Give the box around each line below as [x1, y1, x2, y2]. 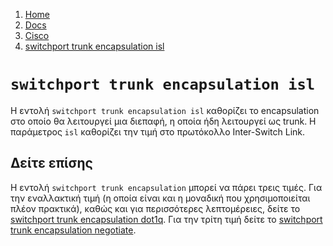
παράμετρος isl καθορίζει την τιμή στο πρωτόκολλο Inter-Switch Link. [10, 125, 306, 138]
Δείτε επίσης [10, 155, 93, 172]
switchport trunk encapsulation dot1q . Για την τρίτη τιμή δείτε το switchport [10, 213, 323, 225]
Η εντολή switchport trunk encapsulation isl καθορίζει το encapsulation [10, 104, 320, 116]
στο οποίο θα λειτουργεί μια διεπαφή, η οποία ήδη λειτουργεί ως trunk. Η [10, 115, 317, 127]
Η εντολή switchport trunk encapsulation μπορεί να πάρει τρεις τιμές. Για [10, 181, 323, 193]
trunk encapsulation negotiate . [10, 224, 137, 236]
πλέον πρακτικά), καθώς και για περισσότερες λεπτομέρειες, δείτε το [10, 202, 301, 214]
